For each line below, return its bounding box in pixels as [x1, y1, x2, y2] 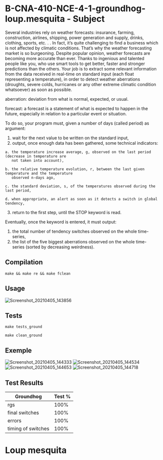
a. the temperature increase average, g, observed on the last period [5, 150, 151, 154]
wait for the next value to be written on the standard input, [12, 135, 129, 141]
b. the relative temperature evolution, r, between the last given [5, 167, 145, 172]
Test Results [5, 378, 44, 387]
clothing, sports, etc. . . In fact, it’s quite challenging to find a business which [5, 40, 159, 45]
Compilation [5, 258, 43, 266]
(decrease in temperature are [5, 153, 67, 159]
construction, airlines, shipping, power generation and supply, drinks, [5, 35, 144, 41]
